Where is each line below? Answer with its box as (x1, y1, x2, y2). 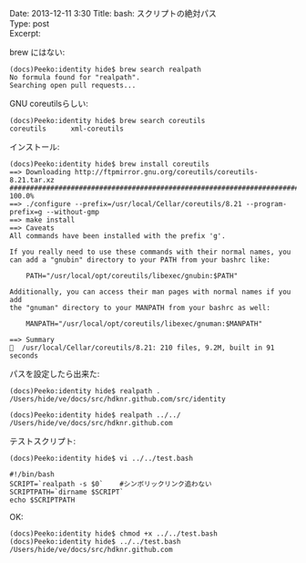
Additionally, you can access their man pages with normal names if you (9, 287, 291, 297)
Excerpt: (9, 28, 41, 38)
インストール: (9, 141, 60, 152)
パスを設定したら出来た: (9, 369, 100, 379)
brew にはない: (9, 47, 66, 57)
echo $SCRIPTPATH (9, 495, 76, 505)
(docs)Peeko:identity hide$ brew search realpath (9, 65, 202, 74)
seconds (9, 351, 39, 360)
